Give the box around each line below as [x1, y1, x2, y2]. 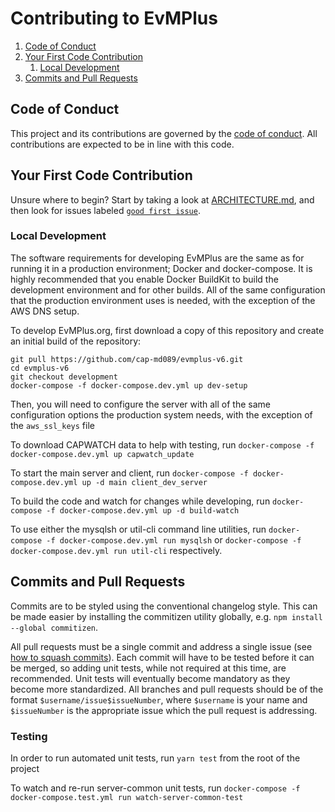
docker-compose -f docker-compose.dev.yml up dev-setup [10, 380, 248, 391]
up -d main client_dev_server [81, 477, 208, 487]
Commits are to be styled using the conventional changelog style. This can [10, 600, 318, 612]
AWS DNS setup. [10, 305, 80, 317]
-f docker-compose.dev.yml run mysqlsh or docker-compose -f [46, 533, 302, 546]
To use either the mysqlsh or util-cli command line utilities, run [10, 523, 267, 535]
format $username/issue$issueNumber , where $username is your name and [10, 693, 308, 706]
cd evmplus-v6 [10, 363, 70, 373]
